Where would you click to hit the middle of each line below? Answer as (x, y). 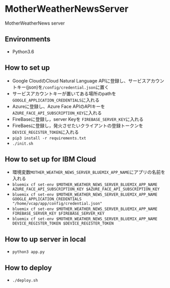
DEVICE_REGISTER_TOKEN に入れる (45, 132)
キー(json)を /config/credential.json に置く (63, 87)
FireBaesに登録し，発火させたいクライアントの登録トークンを (78, 126)
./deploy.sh (25, 280)
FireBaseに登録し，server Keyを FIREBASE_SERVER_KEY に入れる (78, 119)
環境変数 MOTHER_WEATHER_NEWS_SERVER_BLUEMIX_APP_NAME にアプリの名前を (89, 172)
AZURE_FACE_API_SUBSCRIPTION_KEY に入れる (57, 113)
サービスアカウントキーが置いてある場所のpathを (64, 93)
